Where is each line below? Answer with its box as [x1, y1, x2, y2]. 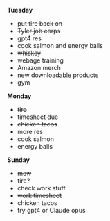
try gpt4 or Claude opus [17, 206, 86, 214]
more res [17, 128, 44, 136]
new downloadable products [17, 71, 99, 79]
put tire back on [17, 19, 63, 27]
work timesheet [17, 191, 62, 199]
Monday [7, 92, 32, 100]
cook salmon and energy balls [17, 42, 104, 49]
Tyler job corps [17, 27, 61, 35]
